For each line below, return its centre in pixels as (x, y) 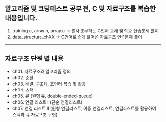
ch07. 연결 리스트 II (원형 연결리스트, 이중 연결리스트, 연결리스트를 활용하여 (84, 108)
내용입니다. (21, 18)
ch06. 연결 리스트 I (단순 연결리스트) (47, 102)
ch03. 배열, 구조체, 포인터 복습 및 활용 (49, 84)
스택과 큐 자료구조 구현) (35, 114)
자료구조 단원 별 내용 (34, 59)
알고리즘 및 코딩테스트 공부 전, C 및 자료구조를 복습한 (80, 9)
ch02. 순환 (23, 77)
